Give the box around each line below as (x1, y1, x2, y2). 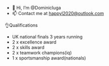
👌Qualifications (5, 22, 38, 28)
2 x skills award (12, 44, 45, 50)
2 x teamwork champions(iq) (12, 50, 72, 55)
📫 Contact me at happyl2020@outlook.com (12, 10, 104, 16)
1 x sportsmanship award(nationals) (12, 55, 86, 61)
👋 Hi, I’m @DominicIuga (12, 5, 61, 10)
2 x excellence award (12, 39, 57, 45)
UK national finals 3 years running (12, 34, 83, 39)
